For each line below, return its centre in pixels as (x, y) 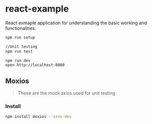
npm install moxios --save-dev (38, 117)
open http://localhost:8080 (35, 65)
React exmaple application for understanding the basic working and (76, 23)
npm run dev (18, 60)
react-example (37, 9)
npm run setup (20, 37)
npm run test (19, 51)
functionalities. (21, 28)
